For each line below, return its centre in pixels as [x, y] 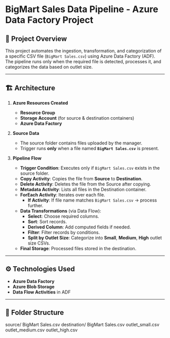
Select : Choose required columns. [63, 216]
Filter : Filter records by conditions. [64, 232]
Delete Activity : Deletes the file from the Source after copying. [86, 184]
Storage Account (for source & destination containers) [77, 118]
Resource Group [38, 113]
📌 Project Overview [36, 39]
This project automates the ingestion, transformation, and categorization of [83, 51]
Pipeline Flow [27, 158]
